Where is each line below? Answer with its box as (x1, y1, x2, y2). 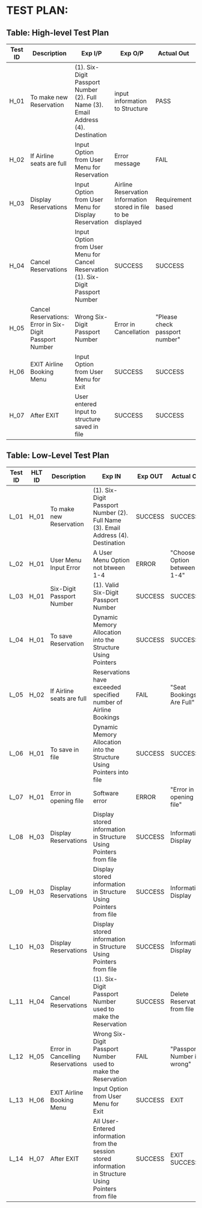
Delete (170, 990, 189, 998)
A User (93, 548, 113, 556)
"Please (155, 313, 177, 321)
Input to (75, 407, 97, 416)
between (170, 563, 195, 572)
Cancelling (50, 1052, 81, 1061)
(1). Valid (93, 581, 119, 589)
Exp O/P (120, 49, 144, 57)
